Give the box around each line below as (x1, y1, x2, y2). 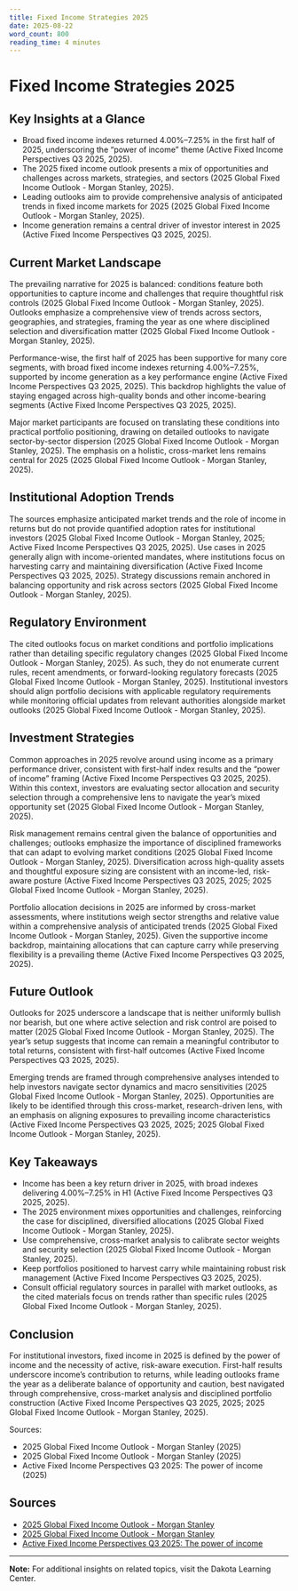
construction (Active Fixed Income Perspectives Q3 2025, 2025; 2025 (9, 1397, 265, 1408)
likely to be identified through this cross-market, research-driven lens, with (9, 1100, 283, 1111)
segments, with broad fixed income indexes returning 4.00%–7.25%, (9, 362, 260, 373)
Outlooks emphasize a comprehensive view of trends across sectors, (9, 308, 262, 318)
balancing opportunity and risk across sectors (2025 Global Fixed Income (9, 580, 278, 590)
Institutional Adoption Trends (9, 490, 175, 505)
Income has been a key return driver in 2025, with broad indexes (21, 1179, 259, 1189)
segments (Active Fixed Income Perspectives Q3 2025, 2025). (9, 400, 237, 411)
